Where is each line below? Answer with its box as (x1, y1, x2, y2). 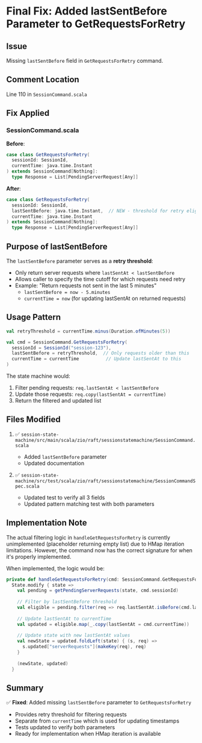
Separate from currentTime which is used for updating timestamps (14, 717, 180, 725)
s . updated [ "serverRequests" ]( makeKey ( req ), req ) (22, 644, 147, 650)
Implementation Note (6, 518, 87, 528)
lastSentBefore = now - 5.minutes (23, 289, 111, 295)
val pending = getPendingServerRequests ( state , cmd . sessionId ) (17, 587, 179, 594)
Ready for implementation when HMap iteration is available (14, 730, 161, 738)
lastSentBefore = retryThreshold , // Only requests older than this (11, 350, 189, 357)
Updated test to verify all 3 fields (23, 494, 105, 501)
